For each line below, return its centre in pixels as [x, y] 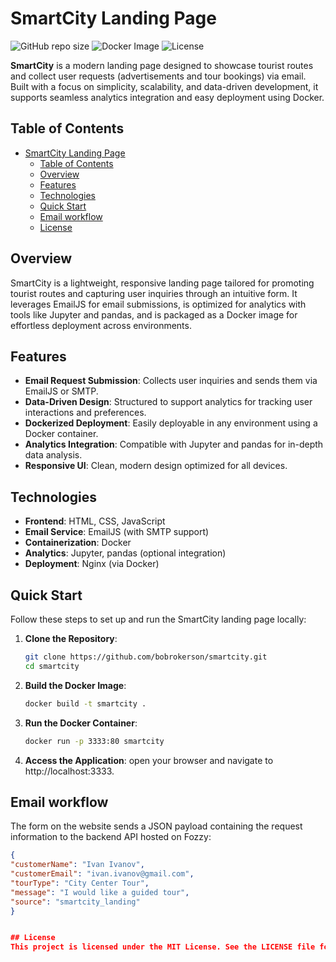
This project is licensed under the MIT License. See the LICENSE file [163, 947]
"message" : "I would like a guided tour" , [100, 892]
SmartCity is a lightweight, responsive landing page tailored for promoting [162, 283]
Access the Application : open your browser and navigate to [149, 760]
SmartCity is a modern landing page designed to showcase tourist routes [162, 65]
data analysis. [53, 455]
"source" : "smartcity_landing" [75, 902]
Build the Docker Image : [75, 685]
